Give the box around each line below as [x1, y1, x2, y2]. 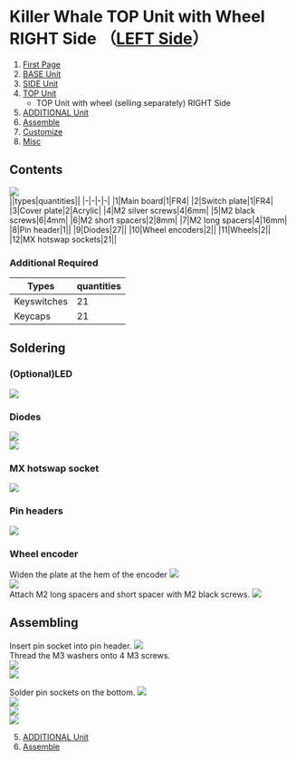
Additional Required [9, 256, 99, 269]
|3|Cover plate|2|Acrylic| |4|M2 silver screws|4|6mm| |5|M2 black [9, 205, 256, 216]
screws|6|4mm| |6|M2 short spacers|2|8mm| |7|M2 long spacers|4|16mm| [9, 215, 288, 226]
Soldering [9, 341, 66, 356]
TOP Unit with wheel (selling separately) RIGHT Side [35, 97, 231, 108]
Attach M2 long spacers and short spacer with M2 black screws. [9, 589, 251, 600]
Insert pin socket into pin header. [9, 640, 132, 651]
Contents [9, 162, 63, 178]
